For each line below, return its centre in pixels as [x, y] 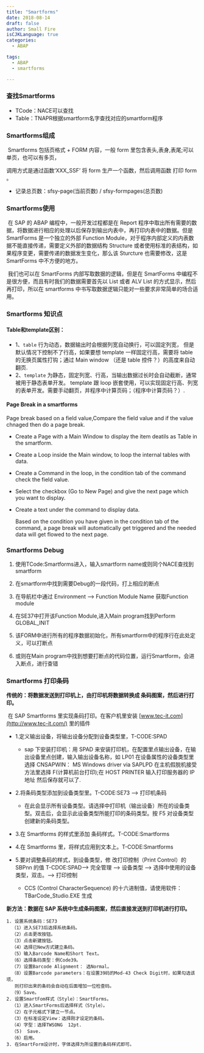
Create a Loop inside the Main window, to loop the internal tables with [103, 454]
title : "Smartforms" [33, 12]
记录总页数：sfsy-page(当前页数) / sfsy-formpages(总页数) [89, 191]
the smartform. [34, 443]
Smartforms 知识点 [34, 314]
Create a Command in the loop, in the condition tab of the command [100, 473]
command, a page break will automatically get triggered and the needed [106, 527]
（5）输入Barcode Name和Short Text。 [57, 954]
